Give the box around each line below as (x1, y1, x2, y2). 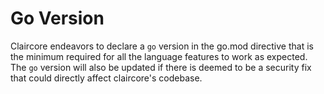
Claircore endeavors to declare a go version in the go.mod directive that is (10, 40, 314, 52)
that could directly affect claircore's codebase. (10, 72, 203, 84)
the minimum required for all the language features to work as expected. (10, 50, 308, 62)
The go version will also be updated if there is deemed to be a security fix (10, 61, 312, 73)
